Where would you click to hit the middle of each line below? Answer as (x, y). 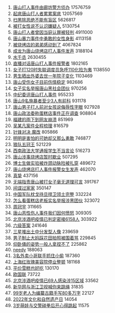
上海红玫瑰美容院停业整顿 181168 (46, 262)
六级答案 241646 (30, 225)
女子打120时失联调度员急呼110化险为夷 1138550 (61, 70)
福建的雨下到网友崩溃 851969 (43, 119)
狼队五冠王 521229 (32, 144)
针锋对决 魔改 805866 (35, 132)
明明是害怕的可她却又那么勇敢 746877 (52, 138)
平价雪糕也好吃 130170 (36, 268)
